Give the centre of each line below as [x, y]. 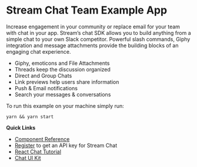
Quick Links [21, 127]
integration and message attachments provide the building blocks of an [92, 45]
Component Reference [42, 139]
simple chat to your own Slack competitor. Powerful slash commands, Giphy [98, 39]
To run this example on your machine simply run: [65, 106]
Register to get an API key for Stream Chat [66, 145]
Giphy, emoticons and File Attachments [62, 63]
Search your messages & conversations [63, 94]
